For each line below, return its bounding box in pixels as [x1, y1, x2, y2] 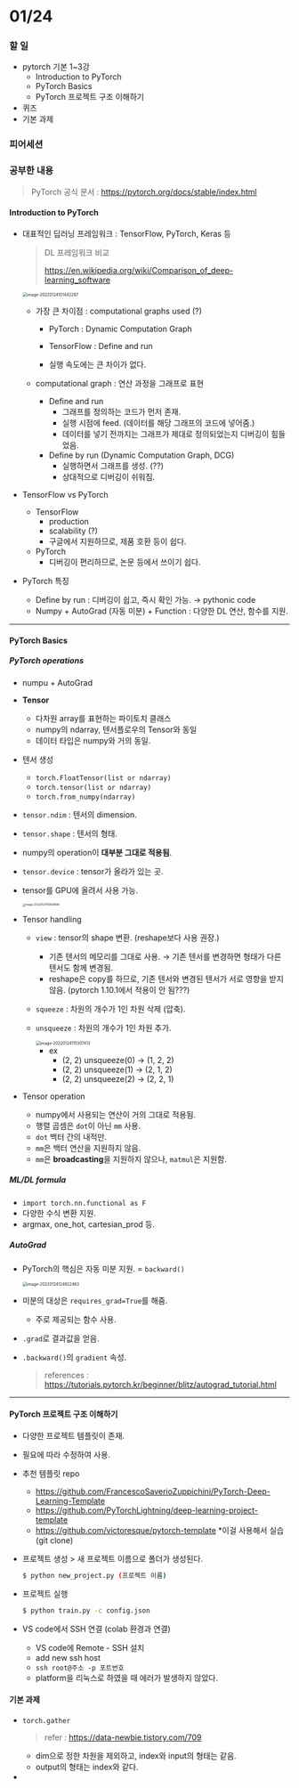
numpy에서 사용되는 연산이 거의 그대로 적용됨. [35, 1109, 197, 1119]
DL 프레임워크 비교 [44, 247, 109, 257]
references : [44, 1369, 89, 1380]
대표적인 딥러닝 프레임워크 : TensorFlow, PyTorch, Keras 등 [21, 228, 231, 239]
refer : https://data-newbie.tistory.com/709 [44, 1732, 202, 1743]
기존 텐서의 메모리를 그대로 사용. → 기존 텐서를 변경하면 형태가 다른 [48, 951, 282, 962]
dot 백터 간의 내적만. [35, 1131, 108, 1142]
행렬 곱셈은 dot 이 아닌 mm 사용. [35, 1120, 141, 1131]
